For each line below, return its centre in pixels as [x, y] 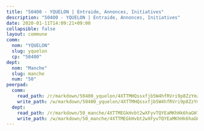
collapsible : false [31, 29]
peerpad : [17, 85]
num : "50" [24, 79]
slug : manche [28, 74]
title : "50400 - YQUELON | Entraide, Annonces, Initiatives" [85, 12]
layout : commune [27, 34]
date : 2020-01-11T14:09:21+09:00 [49, 23]
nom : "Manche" [29, 68]
